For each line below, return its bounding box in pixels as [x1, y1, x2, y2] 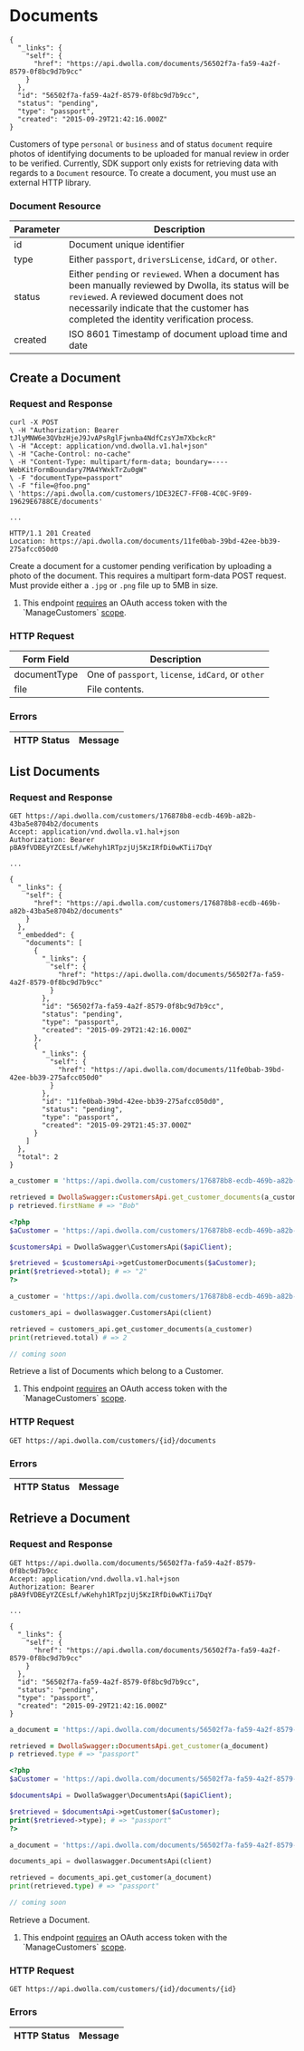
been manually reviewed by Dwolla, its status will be [68, 279, 290, 292]
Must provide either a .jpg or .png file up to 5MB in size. [9, 579, 219, 590]
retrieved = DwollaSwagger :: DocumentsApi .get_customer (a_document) [9, 1741, 270, 1750]
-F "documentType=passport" [17, 473, 124, 482]
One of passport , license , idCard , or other [86, 668, 265, 681]
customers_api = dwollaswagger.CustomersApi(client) [9, 1308, 213, 1317]
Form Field [22, 653, 70, 666]
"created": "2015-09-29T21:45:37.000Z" [42, 1121, 193, 1130]
